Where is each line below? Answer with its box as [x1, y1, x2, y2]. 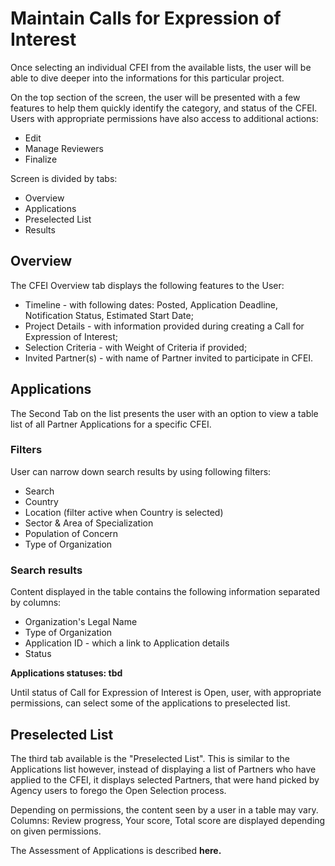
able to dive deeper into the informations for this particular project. [10, 72, 285, 84]
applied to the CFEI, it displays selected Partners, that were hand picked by [10, 773, 320, 786]
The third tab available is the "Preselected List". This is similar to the [10, 752, 290, 764]
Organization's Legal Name [24, 616, 138, 628]
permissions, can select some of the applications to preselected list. [10, 697, 291, 709]
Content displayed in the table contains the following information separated [10, 586, 320, 598]
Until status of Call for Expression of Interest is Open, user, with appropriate [10, 687, 322, 699]
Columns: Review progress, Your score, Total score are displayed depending [10, 814, 326, 826]
